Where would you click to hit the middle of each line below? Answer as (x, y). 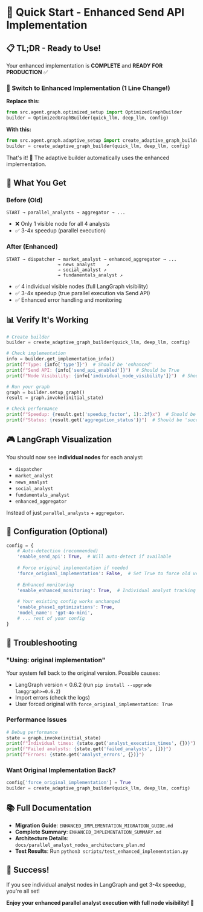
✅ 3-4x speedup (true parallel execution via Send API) (82, 293)
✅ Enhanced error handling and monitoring (68, 300)
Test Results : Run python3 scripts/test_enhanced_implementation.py (101, 851)
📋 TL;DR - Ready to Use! (54, 48)
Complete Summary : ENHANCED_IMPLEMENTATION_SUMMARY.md (88, 832)
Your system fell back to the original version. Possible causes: (83, 673)
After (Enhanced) (32, 247)
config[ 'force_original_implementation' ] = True (69, 783)
